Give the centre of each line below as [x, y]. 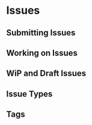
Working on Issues [42, 53]
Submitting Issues [41, 33]
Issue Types [29, 94]
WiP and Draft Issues [46, 74]
